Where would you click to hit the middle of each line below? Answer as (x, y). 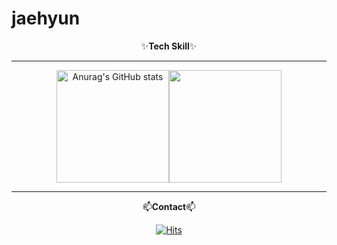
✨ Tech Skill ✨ (169, 46)
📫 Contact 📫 (169, 206)
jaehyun (46, 18)
